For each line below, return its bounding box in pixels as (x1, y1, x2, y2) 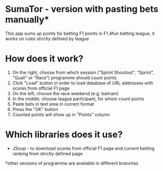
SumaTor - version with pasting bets (5, 3, 159, 15)
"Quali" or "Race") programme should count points (12, 74, 117, 80)
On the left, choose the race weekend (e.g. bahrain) (12, 90, 119, 96)
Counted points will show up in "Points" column (12, 112, 110, 117)
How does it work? (5, 53, 84, 64)
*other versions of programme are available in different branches (5, 160, 139, 166)
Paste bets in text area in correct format (12, 101, 94, 107)
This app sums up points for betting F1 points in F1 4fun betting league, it (5, 30, 155, 36)
